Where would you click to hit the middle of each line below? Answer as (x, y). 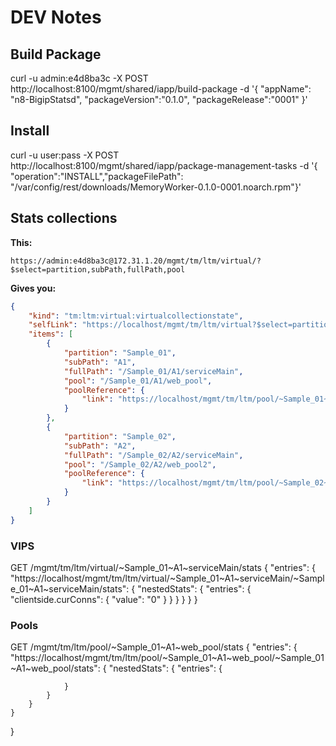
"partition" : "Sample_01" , (120, 353)
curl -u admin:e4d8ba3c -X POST (79, 78)
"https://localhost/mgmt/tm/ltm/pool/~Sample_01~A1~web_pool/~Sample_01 (167, 658)
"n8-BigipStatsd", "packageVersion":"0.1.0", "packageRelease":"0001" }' (159, 99)
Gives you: (33, 288)
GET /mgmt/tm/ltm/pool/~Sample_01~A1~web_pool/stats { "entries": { (154, 647)
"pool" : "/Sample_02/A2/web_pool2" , (140, 464)
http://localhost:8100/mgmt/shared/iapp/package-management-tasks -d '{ (164, 165)
